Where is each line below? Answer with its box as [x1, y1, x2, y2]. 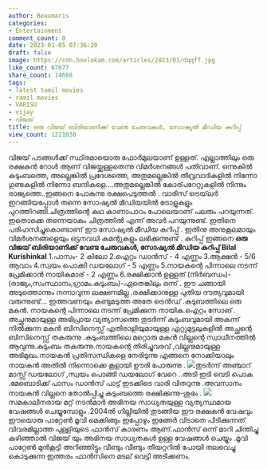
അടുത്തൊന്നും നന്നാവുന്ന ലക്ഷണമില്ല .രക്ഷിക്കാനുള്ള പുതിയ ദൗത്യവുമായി [8, 287, 245, 296]
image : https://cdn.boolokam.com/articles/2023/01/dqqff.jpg [8, 57, 216, 65]
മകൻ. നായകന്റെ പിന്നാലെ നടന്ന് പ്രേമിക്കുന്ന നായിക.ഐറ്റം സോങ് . [8, 305, 237, 315]
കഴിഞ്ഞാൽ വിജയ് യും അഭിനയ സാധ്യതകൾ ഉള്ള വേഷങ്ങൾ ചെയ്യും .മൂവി [8, 433, 249, 443]
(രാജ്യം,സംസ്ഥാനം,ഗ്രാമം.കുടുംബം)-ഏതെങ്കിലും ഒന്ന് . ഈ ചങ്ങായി [8, 278, 226, 288]
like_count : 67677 [8, 64, 69, 72]
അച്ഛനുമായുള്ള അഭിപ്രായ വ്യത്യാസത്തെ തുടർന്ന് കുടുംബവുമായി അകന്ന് [8, 314, 241, 324]
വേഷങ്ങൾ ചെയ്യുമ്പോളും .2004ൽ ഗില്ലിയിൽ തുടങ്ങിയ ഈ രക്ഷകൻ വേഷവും [8, 406, 253, 415]
